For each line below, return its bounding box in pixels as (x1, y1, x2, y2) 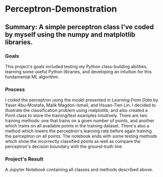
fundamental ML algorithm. (5, 74, 59, 80)
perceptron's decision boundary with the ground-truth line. (5, 143, 123, 149)
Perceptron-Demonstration (5, 3, 117, 15)
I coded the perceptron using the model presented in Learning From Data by (5, 97, 158, 103)
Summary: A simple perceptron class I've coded (5, 23, 154, 31)
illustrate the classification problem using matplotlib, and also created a (5, 107, 148, 113)
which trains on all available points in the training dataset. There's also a (5, 123, 149, 129)
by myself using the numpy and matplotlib (5, 30, 135, 38)
